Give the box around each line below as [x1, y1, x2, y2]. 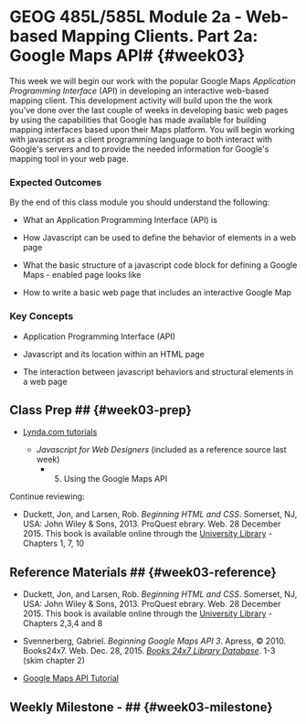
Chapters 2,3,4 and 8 [22, 618, 103, 629]
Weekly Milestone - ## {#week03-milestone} [9, 699, 273, 715]
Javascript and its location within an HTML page [22, 348, 206, 359]
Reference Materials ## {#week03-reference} [9, 564, 277, 580]
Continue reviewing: [9, 491, 85, 502]
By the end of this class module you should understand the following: [9, 197, 270, 208]
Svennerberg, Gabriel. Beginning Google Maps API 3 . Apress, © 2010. [22, 635, 286, 646]
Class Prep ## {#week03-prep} [9, 402, 192, 418]
